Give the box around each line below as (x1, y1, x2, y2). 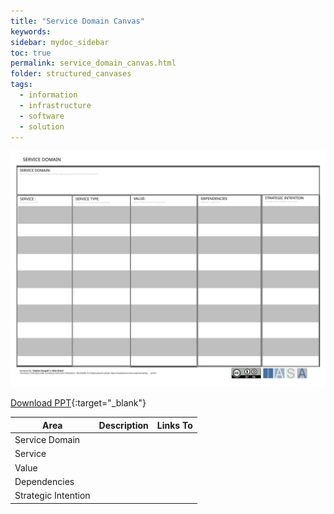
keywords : (10, 26, 52, 37)
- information (19, 90, 78, 100)
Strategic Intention (14, 490, 91, 502)
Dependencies (14, 475, 75, 487)
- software (19, 111, 65, 121)
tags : (10, 80, 33, 90)
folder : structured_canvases (10, 69, 132, 79)
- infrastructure (19, 100, 92, 110)
